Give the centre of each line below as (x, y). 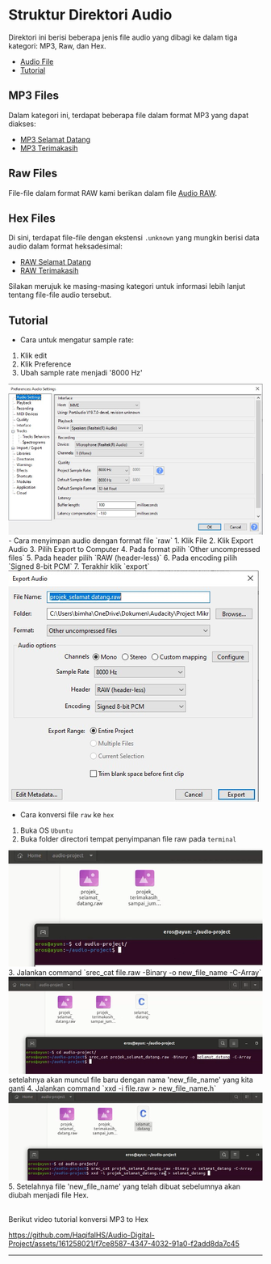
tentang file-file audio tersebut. (60, 295)
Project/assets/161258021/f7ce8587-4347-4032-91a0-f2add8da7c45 (124, 1243)
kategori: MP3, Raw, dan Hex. (57, 45)
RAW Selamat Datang (55, 262)
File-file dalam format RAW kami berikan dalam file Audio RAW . (113, 193)
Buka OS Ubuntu (46, 830)
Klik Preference (46, 364)
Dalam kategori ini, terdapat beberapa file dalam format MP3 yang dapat (129, 115)
